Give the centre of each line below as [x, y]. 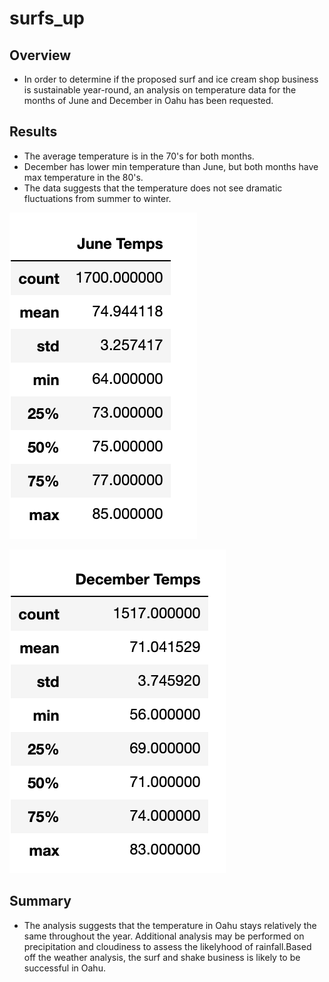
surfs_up [47, 18]
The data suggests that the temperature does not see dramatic [153, 188]
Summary [40, 901]
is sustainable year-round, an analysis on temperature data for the [160, 90]
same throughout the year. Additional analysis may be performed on [164, 936]
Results [33, 132]
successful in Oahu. [64, 968]
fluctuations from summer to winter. [97, 198]
